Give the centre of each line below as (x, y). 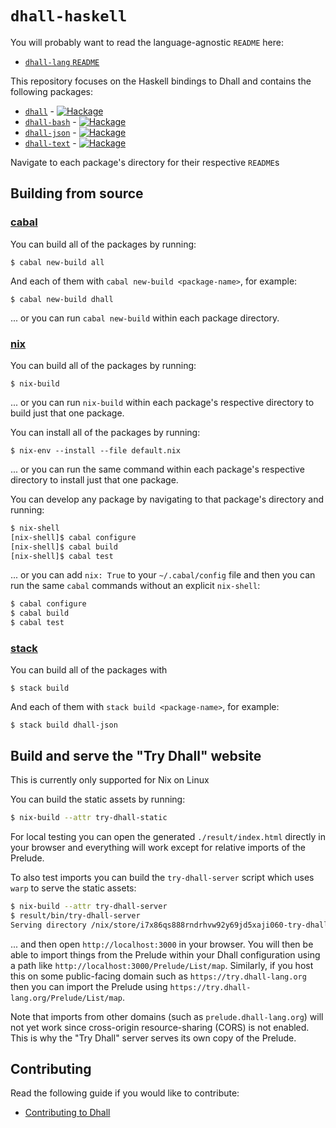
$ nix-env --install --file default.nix (96, 450)
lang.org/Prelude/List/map (66, 998)
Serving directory (48, 925)
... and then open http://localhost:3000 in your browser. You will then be (162, 944)
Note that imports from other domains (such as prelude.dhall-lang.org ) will (167, 1016)
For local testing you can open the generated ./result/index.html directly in (168, 837)
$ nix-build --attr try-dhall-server (89, 907)
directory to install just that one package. (94, 479)
